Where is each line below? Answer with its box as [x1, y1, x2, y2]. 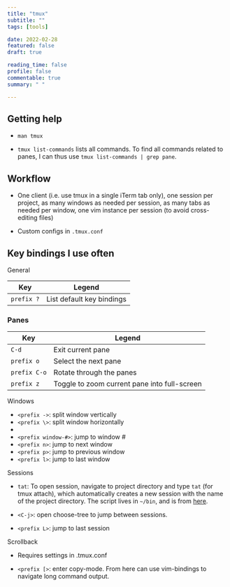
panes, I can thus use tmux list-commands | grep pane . [17, 152, 177, 161]
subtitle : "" [7, 17, 45, 24]
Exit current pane [53, 345, 110, 355]
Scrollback [7, 537, 38, 546]
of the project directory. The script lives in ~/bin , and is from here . [17, 497, 208, 505]
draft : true [7, 49, 42, 56]
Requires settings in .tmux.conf [17, 551, 108, 560]
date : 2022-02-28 [7, 36, 58, 43]
